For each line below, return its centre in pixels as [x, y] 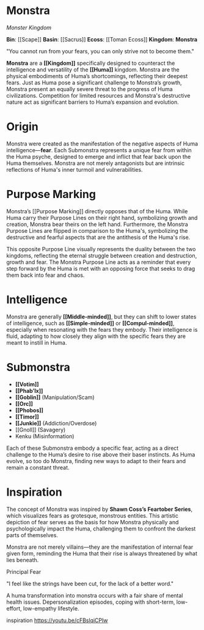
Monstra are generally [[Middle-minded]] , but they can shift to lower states [101, 317]
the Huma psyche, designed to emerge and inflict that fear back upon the [99, 156]
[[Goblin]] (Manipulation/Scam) [55, 397]
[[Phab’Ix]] [29, 390]
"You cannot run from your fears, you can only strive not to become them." [100, 51]
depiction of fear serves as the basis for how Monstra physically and [93, 522]
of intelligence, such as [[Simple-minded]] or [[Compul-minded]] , [90, 323]
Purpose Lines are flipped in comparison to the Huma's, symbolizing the [97, 230]
